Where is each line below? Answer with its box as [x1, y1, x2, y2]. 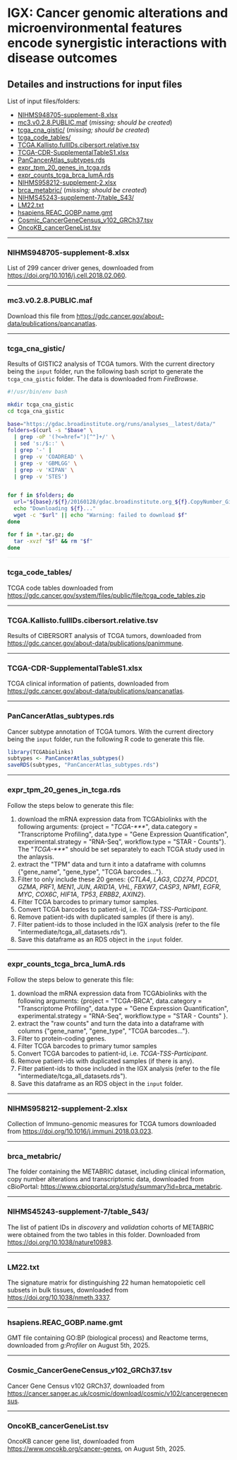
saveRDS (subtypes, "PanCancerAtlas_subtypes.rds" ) [7, 762, 159, 769]
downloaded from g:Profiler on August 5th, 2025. [7, 1341, 150, 1350]
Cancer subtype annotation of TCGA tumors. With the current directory [7, 727, 214, 736]
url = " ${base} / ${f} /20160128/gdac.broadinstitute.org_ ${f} [13, 499, 188, 506]
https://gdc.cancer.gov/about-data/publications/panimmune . [7, 639, 184, 647]
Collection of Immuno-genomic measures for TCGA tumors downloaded [7, 1120, 217, 1128]
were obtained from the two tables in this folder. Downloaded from [7, 1230, 201, 1239]
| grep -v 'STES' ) [13, 473, 68, 480]
